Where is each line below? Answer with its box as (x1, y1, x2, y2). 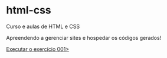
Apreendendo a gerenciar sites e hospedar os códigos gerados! (6, 34, 162, 41)
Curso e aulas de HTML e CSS (6, 23, 80, 30)
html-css (6, 4, 51, 17)
